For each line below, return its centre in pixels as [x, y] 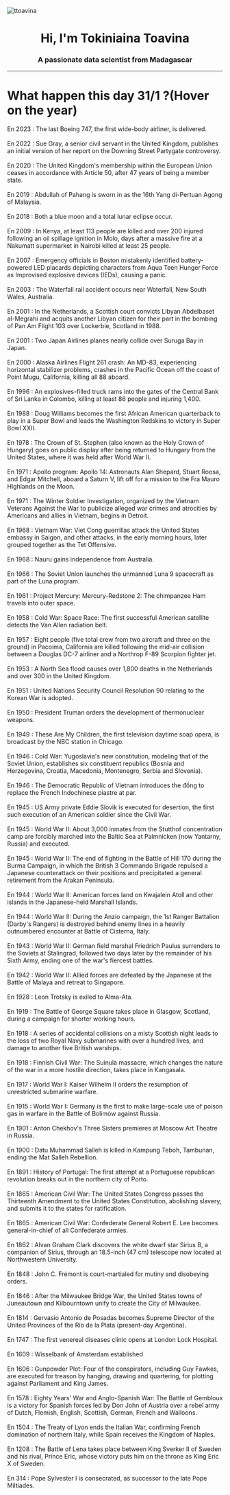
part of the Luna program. [43, 581]
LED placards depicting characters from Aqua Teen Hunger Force [126, 268]
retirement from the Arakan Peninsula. [61, 880]
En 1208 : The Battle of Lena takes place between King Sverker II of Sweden [114, 1449]
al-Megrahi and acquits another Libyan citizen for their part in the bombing [112, 318]
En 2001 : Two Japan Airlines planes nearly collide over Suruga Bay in [105, 340]
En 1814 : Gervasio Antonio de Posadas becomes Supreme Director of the [111, 1318]
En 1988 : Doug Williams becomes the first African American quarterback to [114, 414]
